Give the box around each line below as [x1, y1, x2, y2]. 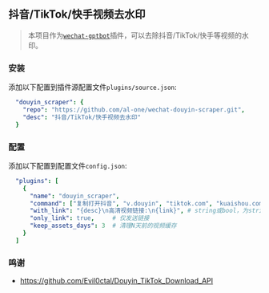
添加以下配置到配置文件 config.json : [8, 161, 127, 170]
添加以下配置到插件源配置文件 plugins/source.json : [8, 83, 178, 92]
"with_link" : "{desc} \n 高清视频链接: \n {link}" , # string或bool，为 [29, 207, 249, 215]
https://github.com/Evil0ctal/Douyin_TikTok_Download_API [19, 276, 214, 286]
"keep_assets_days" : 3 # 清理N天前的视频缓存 [29, 222, 178, 230]
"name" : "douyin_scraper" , [29, 192, 120, 200]
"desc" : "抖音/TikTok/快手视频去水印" [22, 113, 142, 121]
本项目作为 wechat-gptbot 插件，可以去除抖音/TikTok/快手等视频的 [27, 31, 243, 40]
